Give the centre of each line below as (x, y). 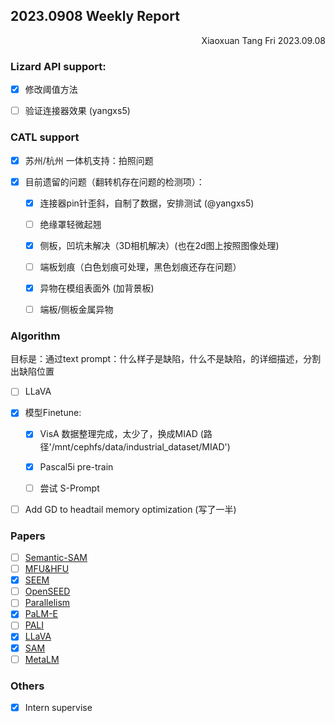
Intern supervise (58, 707)
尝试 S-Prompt (69, 488)
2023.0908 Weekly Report (95, 16)
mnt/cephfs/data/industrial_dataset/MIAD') (142, 446)
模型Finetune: (53, 413)
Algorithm (35, 336)
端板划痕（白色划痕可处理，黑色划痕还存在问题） (140, 266)
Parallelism (47, 603)
